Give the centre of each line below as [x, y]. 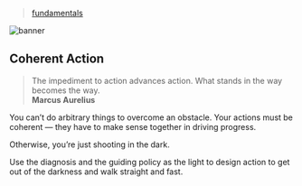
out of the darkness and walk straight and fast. [96, 172]
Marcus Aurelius [63, 99]
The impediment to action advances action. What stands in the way [157, 80]
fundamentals [57, 13]
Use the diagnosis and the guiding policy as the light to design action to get [150, 162]
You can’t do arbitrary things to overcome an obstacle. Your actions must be [151, 117]
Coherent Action [57, 59]
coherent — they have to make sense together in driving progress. [133, 126]
